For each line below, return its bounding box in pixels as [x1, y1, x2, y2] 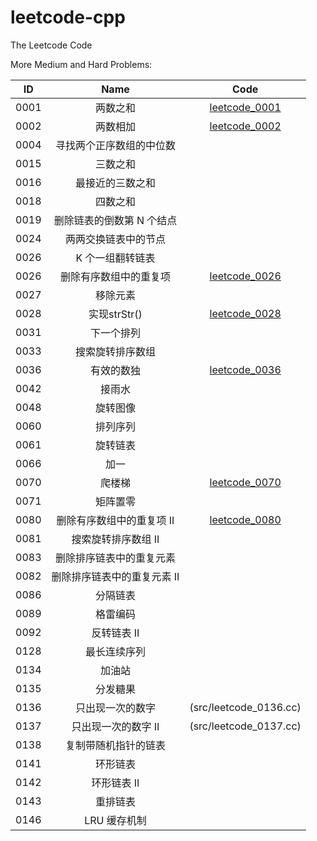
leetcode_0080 [209, 512, 282, 526]
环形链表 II [91, 776, 140, 790]
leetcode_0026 [209, 269, 282, 283]
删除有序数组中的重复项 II [56, 513, 175, 527]
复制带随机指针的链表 [64, 738, 166, 752]
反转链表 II [91, 626, 140, 640]
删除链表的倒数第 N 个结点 [53, 213, 178, 227]
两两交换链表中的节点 [64, 232, 166, 246]
